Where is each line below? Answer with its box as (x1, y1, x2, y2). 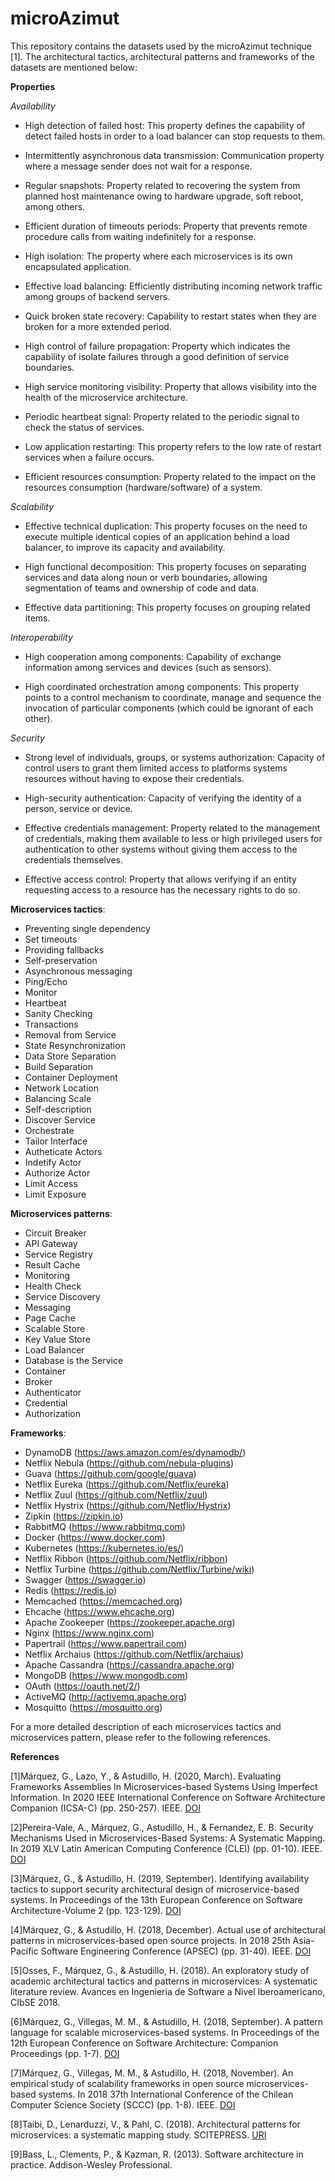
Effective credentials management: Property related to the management (24, 822, 321, 834)
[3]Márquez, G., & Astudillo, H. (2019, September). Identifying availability (10, 1872, 310, 1884)
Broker (24, 1375, 53, 1387)
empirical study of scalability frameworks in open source (10, 2077, 245, 2089)
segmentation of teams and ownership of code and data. (24, 582, 260, 594)
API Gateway (24, 1237, 78, 1249)
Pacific (10, 1945, 39, 1957)
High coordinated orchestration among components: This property (24, 680, 300, 692)
